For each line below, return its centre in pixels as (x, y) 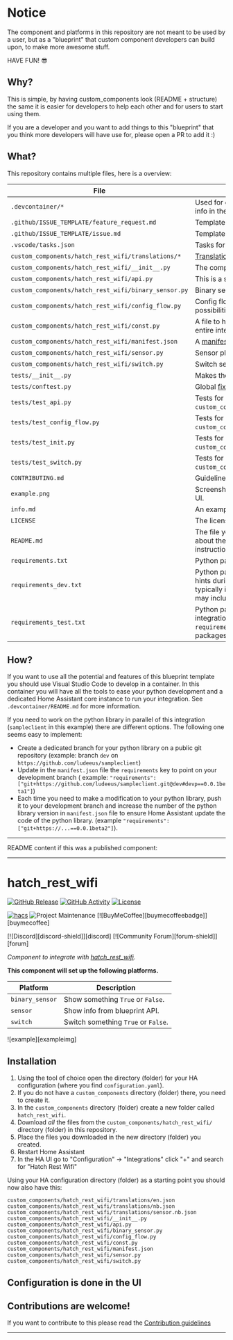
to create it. (34, 1100)
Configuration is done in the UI (75, 1283)
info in (205, 211)
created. (29, 1144)
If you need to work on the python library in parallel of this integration (106, 720)
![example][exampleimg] (42, 1039)
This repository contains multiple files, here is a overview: (89, 173)
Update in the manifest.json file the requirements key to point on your (117, 770)
